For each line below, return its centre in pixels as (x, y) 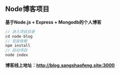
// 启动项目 (16, 50)
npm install (18, 46)
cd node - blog (19, 36)
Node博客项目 (27, 9)
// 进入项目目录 (20, 32)
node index (17, 55)
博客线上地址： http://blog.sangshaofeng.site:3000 (60, 65)
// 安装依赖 (16, 41)
